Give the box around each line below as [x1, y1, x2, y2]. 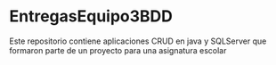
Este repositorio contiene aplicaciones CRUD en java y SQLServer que [9, 36, 267, 46]
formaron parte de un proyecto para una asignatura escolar [9, 45, 227, 55]
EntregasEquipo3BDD [9, 6, 174, 27]
